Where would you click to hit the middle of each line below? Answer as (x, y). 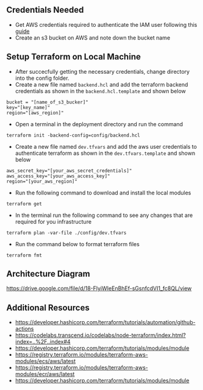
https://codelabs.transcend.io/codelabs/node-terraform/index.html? (100, 335)
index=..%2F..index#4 (43, 342)
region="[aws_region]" (35, 113)
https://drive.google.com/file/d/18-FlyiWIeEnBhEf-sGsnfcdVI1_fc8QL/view (99, 288)
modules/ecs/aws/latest (45, 361)
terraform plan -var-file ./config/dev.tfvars (66, 233)
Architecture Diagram (48, 274)
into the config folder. (42, 78)
